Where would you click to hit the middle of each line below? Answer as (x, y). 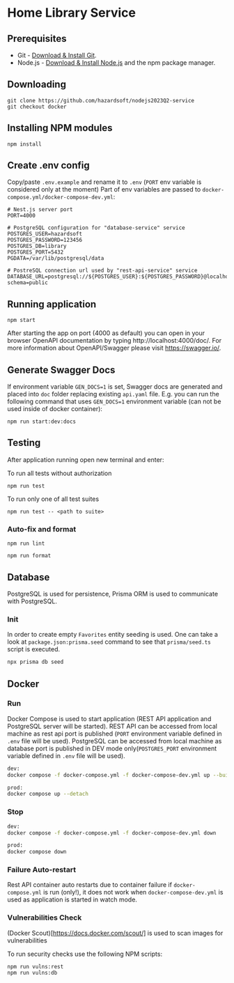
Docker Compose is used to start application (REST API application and (109, 718)
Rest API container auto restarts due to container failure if (90, 885)
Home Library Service (72, 13)
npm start (22, 320)
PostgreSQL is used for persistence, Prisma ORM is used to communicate (112, 594)
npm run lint (26, 544)
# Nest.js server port (40, 210)
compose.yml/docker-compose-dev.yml (60, 198)
